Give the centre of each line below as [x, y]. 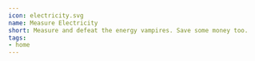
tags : [17, 38]
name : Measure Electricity [53, 23]
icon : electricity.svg [46, 15]
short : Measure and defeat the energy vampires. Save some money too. [128, 30]
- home [19, 45]
